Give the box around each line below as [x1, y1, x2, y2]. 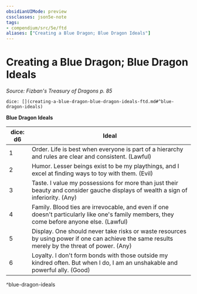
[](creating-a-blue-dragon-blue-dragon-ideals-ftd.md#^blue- [21, 99, 175, 105]
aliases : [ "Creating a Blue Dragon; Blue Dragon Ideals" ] [6, 30, 151, 36]
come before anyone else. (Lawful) [31, 218, 128, 226]
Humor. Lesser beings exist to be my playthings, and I [31, 162, 179, 170]
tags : [6, 19, 19, 25]
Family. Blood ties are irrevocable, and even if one [31, 203, 169, 211]
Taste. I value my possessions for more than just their [31, 179, 179, 187]
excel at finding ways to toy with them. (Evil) [31, 169, 154, 177]
